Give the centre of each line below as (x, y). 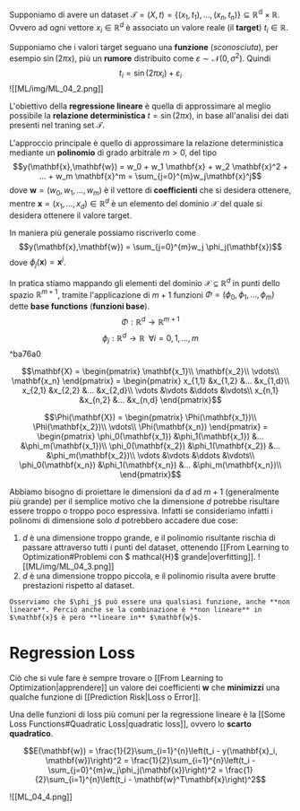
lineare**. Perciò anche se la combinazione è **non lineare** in (136, 610)
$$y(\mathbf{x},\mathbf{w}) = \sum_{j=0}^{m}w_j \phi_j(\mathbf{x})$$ (150, 247)
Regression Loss (73, 653)
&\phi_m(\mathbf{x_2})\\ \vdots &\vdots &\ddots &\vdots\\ (150, 456)
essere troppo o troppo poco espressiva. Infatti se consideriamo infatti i (141, 511)
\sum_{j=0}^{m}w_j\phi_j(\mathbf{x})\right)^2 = (136, 770)
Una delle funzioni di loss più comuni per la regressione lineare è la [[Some (147, 715)
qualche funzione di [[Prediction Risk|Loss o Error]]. (105, 697)
